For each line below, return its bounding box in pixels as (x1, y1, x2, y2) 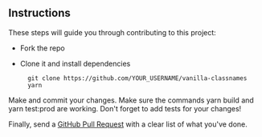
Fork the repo (19, 43, 66, 53)
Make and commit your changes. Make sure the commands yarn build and (8, 95, 255, 105)
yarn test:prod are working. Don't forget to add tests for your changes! (8, 103, 242, 113)
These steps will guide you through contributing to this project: (8, 27, 217, 37)
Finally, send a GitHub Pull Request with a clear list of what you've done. (8, 119, 248, 129)
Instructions (8, 6, 71, 20)
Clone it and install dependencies (19, 58, 131, 68)
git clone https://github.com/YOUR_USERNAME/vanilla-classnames (27, 74, 248, 83)
